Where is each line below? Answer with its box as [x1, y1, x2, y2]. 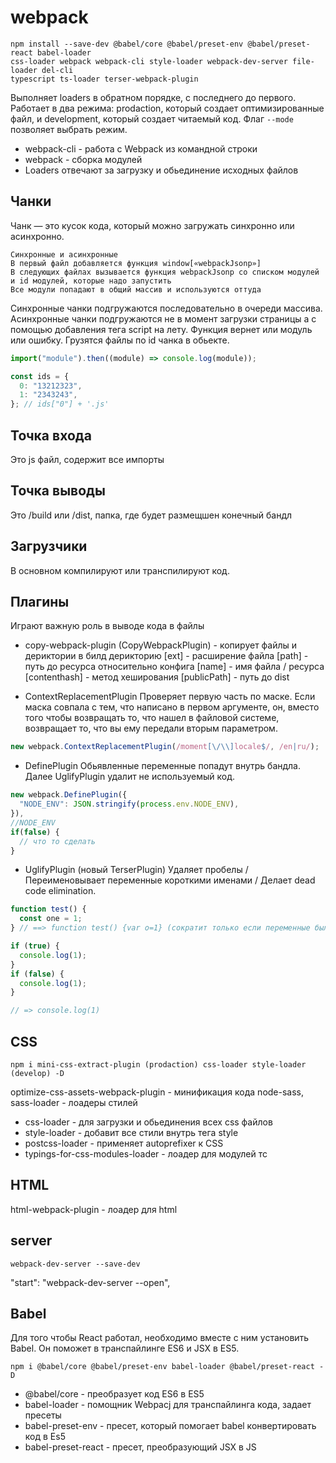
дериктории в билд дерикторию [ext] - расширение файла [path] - [24, 650, 309, 662]
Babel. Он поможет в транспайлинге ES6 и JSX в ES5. [10, 1342, 240, 1355]
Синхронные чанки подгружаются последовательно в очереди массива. [10, 302, 323, 314]
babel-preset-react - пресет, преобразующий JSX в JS [24, 1441, 257, 1453]
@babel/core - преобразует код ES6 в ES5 [24, 1388, 205, 1400]
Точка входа [10, 427, 92, 444]
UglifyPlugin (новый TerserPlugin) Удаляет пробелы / [24, 864, 249, 876]
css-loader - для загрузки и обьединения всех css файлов [24, 1116, 273, 1128]
